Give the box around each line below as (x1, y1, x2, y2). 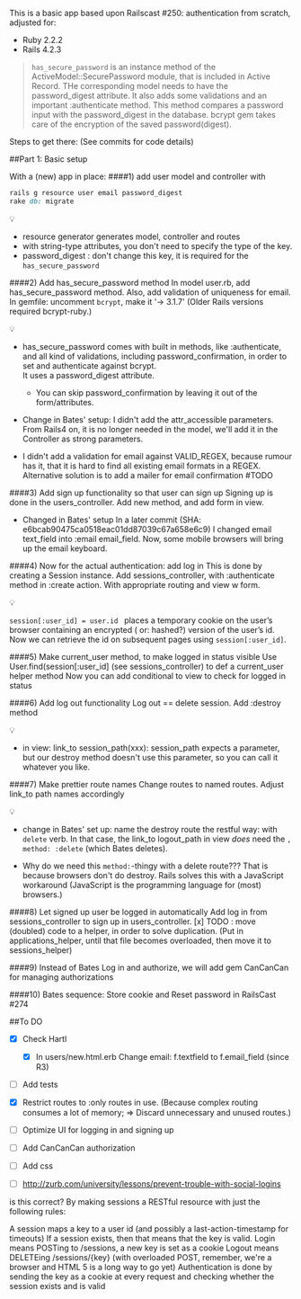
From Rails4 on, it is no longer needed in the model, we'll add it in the (22, 423, 279, 434)
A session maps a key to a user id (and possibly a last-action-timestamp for (9, 1223, 289, 1234)
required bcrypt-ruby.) (9, 306, 93, 316)
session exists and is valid (9, 1281, 106, 1292)
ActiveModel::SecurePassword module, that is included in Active (31, 71, 271, 82)
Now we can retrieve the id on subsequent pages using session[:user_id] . (9, 634, 288, 645)
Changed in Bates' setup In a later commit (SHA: (22, 514, 202, 525)
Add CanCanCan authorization (22, 1143, 136, 1153)
